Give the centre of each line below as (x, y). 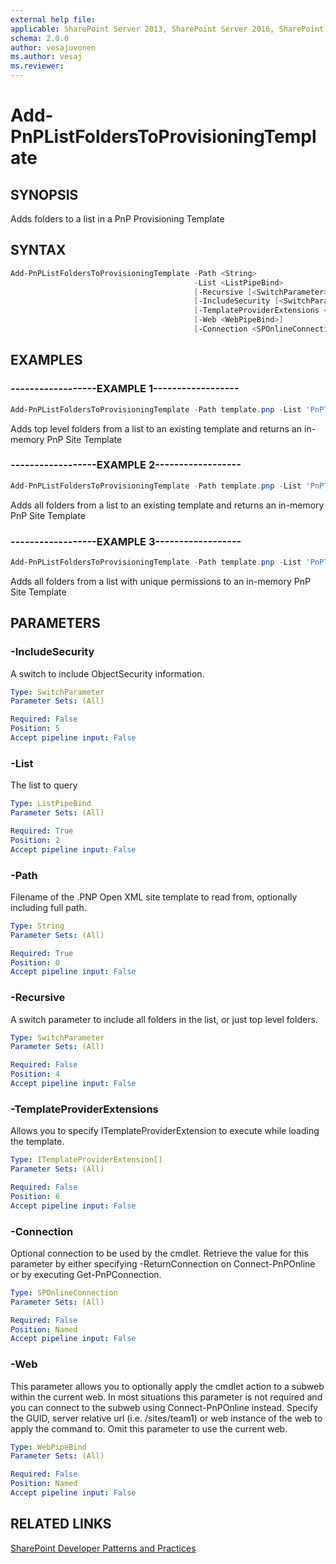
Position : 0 (35, 962)
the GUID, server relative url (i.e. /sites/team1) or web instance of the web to (166, 1418)
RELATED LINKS (61, 1524)
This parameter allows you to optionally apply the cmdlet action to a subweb (167, 1386)
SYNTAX (38, 250)
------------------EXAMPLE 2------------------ (126, 465)
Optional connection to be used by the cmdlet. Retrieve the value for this (159, 1253)
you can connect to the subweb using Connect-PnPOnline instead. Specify (164, 1407)
